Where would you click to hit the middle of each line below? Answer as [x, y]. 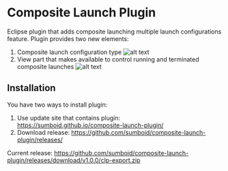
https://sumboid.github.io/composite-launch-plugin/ [90, 125]
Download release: [43, 132]
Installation [31, 88]
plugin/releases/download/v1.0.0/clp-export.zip [74, 160]
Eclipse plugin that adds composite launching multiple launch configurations [114, 31]
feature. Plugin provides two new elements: [68, 38]
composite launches [45, 66]
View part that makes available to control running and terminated [108, 59]
